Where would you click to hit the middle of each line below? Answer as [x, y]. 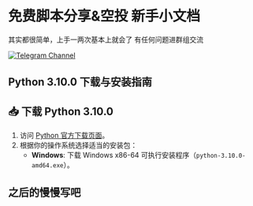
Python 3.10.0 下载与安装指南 [80, 82]
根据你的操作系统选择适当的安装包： [78, 145]
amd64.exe [48, 166]
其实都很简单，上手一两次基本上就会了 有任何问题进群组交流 [106, 39]
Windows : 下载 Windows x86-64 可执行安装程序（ [114, 155]
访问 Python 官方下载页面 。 [64, 136]
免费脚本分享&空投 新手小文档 [104, 16]
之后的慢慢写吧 [45, 192]
